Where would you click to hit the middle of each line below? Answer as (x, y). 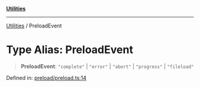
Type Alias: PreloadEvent (70, 50)
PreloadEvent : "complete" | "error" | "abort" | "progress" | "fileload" (107, 66)
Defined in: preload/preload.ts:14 (46, 77)
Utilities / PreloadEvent (34, 26)
